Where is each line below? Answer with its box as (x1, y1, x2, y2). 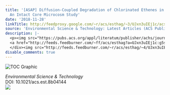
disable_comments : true (5, 50, 56, 55)
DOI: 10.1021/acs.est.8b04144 (5, 79, 67, 85)
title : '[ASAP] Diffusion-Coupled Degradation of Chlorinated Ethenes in (5, 7, 164, 13)
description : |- (5, 31, 39, 36)
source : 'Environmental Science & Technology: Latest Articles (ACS (5, 26, 153, 31)
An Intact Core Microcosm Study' (10, 12, 80, 17)
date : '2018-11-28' (5, 17, 47, 22)
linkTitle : (5, 21, 28, 27)
